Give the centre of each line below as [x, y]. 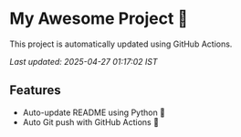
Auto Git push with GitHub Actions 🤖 [91, 121]
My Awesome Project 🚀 [99, 19]
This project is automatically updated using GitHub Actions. [121, 44]
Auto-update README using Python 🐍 [94, 112]
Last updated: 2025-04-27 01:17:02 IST [84, 61]
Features [35, 90]
